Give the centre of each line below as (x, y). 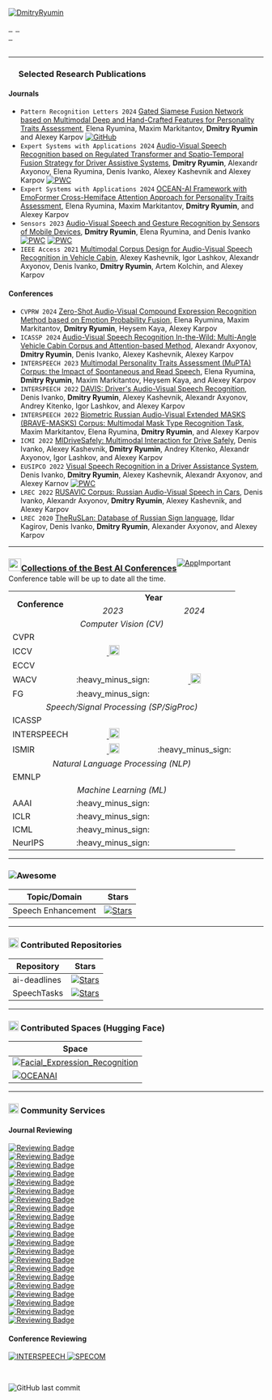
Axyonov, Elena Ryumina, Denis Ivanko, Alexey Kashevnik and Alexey (135, 172)
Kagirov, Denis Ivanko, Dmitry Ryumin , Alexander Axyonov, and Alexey (138, 527)
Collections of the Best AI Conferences (99, 569)
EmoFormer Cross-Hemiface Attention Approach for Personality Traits (137, 198)
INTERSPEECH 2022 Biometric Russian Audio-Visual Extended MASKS (133, 415)
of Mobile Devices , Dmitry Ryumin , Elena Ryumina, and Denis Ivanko (135, 232)
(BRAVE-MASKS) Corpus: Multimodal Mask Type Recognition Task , (132, 423)
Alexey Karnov (44, 484)
